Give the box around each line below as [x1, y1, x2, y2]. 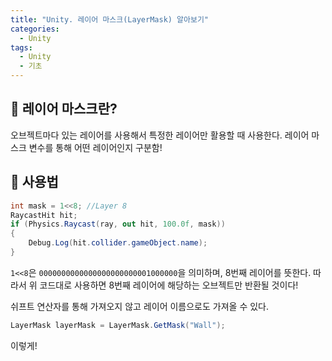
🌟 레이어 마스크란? [10, 101, 118, 118]
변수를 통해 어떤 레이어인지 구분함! [28, 141, 163, 153]
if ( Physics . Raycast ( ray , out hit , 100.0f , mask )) [10, 219, 226, 230]
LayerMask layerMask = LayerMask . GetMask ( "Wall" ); [10, 320, 226, 330]
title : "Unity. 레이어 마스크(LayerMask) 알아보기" [10, 14, 210, 25]
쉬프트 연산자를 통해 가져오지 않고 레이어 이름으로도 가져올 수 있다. [10, 300, 269, 312]
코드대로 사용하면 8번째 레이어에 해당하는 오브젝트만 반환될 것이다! [39, 279, 299, 291]
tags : [10, 42, 33, 53]
